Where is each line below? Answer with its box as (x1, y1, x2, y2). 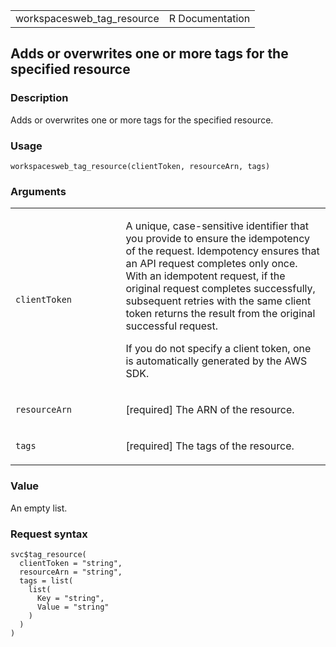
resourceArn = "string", (19, 567, 123, 577)
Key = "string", (36, 593, 105, 603)
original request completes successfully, (125, 282, 316, 296)
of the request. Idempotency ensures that (125, 244, 320, 258)
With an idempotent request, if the (125, 269, 286, 283)
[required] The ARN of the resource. (125, 403, 295, 417)
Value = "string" (36, 602, 110, 612)
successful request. (125, 319, 218, 333)
